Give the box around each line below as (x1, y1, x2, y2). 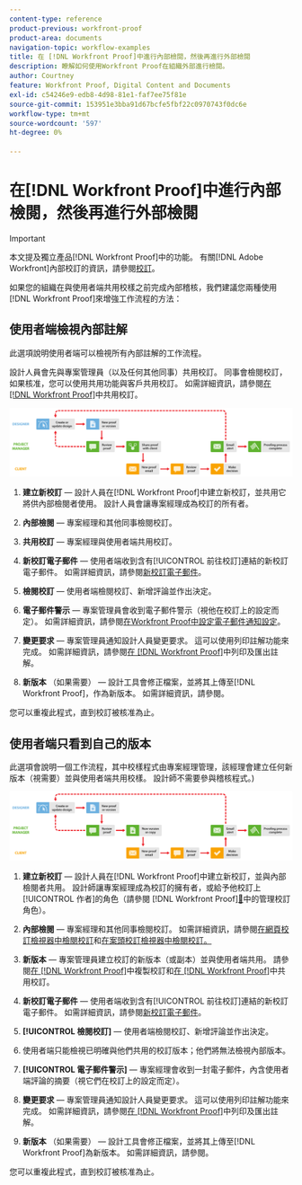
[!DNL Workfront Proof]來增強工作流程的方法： (9, 293, 182, 304)
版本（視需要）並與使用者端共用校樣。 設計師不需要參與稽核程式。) (9, 773, 255, 783)
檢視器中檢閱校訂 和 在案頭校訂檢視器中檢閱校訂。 (30, 934, 212, 945)
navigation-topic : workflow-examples (9, 43, 151, 52)
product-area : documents (9, 33, 102, 42)
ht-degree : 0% (9, 128, 63, 137)
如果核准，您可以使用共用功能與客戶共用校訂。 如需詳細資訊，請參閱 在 (9, 377, 271, 388)
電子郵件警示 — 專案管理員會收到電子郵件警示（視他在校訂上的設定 (22, 605, 271, 615)
